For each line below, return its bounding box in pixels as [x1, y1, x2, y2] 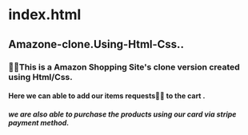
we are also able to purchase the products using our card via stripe [8, 109, 237, 119]
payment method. [8, 117, 70, 127]
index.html [8, 6, 82, 24]
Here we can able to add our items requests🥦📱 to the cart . [8, 91, 206, 101]
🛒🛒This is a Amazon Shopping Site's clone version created [8, 62, 240, 73]
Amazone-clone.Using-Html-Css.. [8, 38, 184, 51]
